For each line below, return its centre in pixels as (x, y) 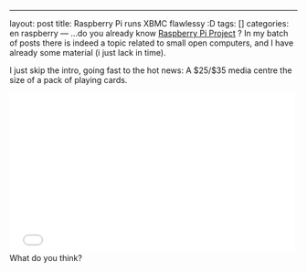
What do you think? (46, 258)
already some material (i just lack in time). (88, 52)
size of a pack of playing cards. (69, 80)
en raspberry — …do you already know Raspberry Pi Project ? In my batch (149, 33)
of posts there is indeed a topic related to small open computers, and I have (152, 43)
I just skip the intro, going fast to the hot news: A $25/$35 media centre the (151, 70)
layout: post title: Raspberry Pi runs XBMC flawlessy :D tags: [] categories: (149, 23)
